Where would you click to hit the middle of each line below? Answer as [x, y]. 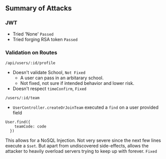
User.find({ [18, 122]
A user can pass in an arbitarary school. [62, 78]
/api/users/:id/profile [30, 63]
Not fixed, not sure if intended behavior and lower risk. [77, 83]
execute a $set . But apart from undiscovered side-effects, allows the [77, 146]
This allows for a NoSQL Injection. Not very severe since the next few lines [83, 140]
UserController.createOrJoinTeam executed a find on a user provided [86, 107]
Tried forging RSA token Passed [45, 39]
